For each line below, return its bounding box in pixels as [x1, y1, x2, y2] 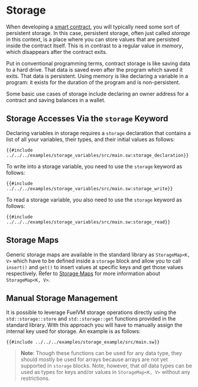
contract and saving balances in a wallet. [6, 96, 106, 104]
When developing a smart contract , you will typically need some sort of [6, 23, 180, 30]
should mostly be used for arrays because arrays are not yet [20, 356, 168, 363]
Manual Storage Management [6, 293, 118, 303]
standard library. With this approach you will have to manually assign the [6, 321, 183, 329]
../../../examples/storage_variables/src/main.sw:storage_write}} [6, 185, 173, 191]
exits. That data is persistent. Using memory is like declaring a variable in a [6, 72, 189, 79]
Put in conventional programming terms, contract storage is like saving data [6, 60, 190, 67]
